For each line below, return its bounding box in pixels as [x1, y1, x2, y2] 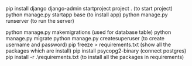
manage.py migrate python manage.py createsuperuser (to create [5, 35, 165, 41]
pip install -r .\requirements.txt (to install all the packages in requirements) [5, 54, 184, 60]
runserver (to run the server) [5, 18, 74, 24]
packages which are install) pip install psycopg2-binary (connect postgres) [5, 47, 187, 54]
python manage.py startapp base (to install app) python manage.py [5, 11, 168, 18]
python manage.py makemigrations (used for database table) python [5, 29, 172, 36]
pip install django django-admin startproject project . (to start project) [5, 5, 173, 12]
